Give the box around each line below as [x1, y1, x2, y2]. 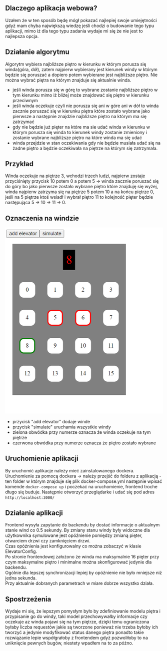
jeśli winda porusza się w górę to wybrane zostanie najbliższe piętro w [12, 87, 158, 93]
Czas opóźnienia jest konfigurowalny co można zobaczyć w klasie [5, 543, 141, 549]
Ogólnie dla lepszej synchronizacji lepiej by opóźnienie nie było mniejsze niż [5, 570, 162, 576]
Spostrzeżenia [5, 595, 51, 603]
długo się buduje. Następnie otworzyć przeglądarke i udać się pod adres [5, 489, 155, 495]
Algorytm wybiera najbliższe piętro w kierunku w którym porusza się [5, 61, 146, 67]
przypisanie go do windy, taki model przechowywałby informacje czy [5, 613, 147, 619]
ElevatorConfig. [5, 548, 37, 554]
